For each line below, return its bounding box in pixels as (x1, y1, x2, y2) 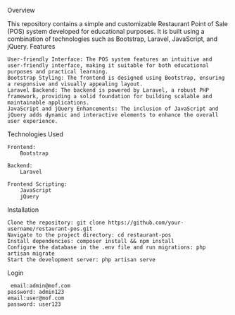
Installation (7, 206, 39, 214)
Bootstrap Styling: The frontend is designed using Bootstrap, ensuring (7, 74, 225, 81)
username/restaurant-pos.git (7, 225, 93, 232)
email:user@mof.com (7, 295, 65, 302)
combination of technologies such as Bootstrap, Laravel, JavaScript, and (7, 35, 218, 43)
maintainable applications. (7, 99, 90, 106)
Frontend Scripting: (7, 181, 68, 188)
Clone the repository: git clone (7, 219, 106, 226)
